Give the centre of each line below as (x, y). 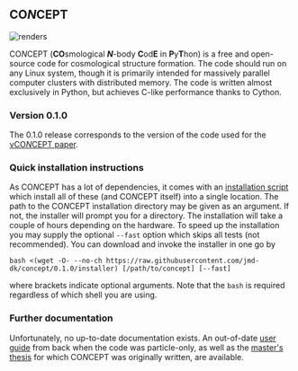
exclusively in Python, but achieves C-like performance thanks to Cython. (145, 92)
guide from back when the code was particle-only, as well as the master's (146, 347)
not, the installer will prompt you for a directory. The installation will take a (146, 216)
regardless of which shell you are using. (83, 295)
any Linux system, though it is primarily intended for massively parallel (140, 73)
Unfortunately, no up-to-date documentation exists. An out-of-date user (143, 338)
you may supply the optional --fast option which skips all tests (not (135, 235)
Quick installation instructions (77, 168)
